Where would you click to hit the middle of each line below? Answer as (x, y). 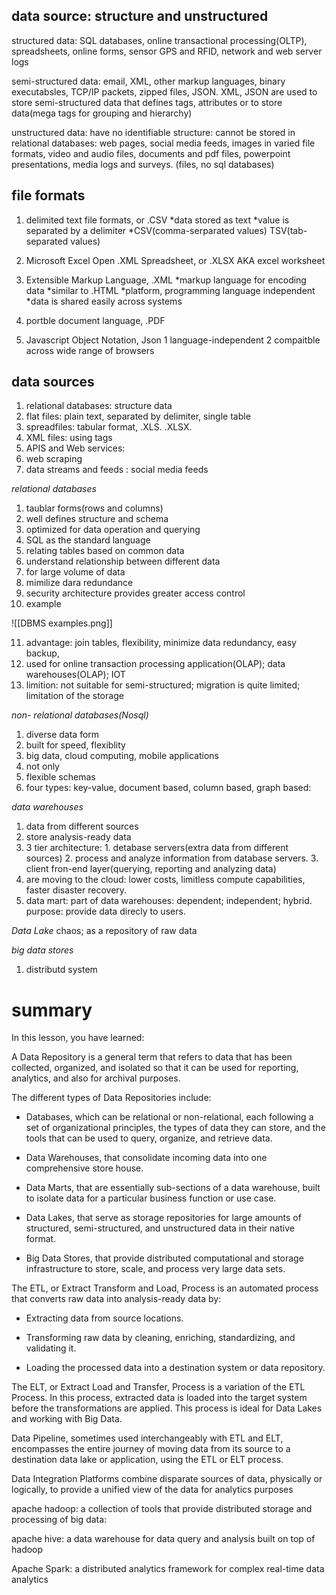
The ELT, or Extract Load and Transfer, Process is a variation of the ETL (158, 1387)
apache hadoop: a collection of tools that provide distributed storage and (162, 1509)
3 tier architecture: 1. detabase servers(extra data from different (157, 848)
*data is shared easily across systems (104, 301)
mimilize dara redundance (79, 583)
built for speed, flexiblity (75, 745)
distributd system (61, 970)
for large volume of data (75, 572)
